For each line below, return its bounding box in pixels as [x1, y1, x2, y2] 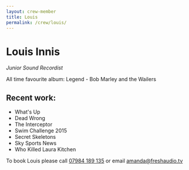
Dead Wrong [14, 115, 46, 122]
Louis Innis [6, 45, 60, 58]
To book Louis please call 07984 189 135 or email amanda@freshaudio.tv [6, 157, 183, 165]
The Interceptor [14, 121, 53, 128]
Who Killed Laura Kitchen [14, 146, 76, 153]
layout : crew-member [6, 8, 57, 15]
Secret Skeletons [14, 134, 56, 141]
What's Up [14, 108, 41, 115]
